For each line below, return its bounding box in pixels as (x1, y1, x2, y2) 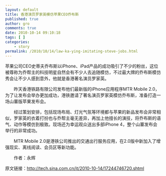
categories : (5, 40, 30, 45)
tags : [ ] (5, 35, 26, 40)
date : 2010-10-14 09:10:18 (5, 30, 61, 35)
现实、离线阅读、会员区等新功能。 (9, 144, 79, 150)
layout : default (5, 7, 39, 12)
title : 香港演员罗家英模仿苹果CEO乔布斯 (5, 12, 79, 17)
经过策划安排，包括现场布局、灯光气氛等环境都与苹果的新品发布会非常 (13, 109, 157, 115)
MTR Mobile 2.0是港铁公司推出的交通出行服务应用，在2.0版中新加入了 (13, 138, 157, 144)
